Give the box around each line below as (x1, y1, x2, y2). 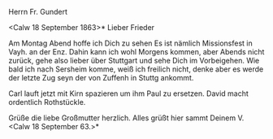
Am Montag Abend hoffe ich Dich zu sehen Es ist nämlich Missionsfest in (8, 38, 253, 48)
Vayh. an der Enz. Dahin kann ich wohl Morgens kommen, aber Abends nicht (8, 47, 265, 56)
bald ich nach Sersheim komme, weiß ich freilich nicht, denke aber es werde (8, 64, 264, 74)
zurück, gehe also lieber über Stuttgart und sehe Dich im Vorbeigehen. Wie (8, 56, 260, 65)
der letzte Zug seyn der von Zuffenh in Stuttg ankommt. (8, 73, 194, 82)
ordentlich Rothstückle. (8, 98, 86, 106)
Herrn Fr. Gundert (8, 7, 67, 16)
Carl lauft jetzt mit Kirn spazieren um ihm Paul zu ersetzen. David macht (8, 89, 249, 98)
